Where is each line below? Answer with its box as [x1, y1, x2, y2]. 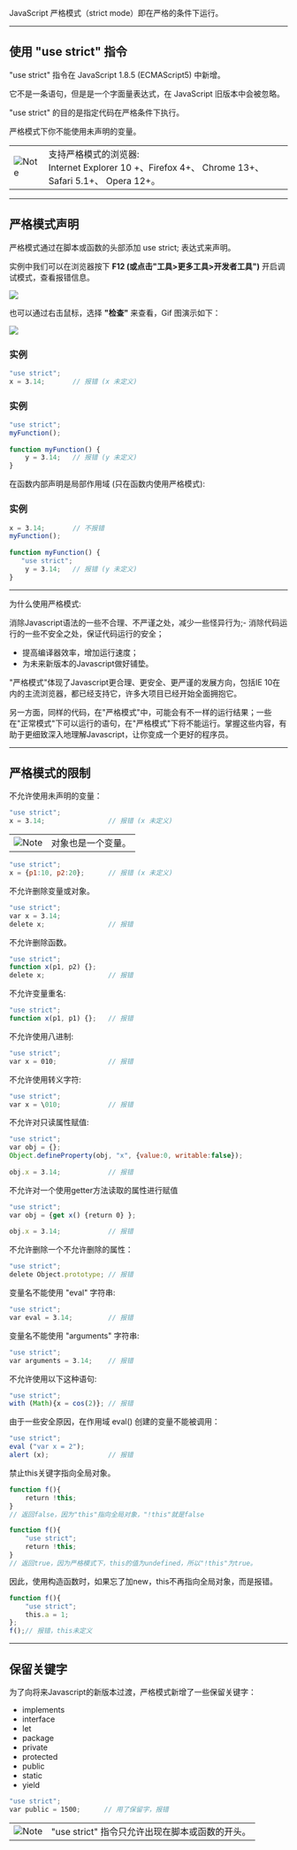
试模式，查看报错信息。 [9, 272, 95, 282]
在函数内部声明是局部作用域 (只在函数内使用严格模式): [9, 479, 206, 489]
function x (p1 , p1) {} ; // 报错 [9, 1014, 134, 1023]
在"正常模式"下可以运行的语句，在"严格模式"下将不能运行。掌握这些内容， [9, 718, 280, 728]
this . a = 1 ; [25, 1610, 69, 1619]
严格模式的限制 [9, 766, 91, 781]
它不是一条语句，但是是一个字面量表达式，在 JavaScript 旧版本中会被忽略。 [9, 88, 286, 99]
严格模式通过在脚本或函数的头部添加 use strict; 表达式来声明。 [9, 242, 236, 252]
